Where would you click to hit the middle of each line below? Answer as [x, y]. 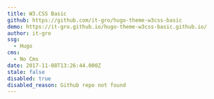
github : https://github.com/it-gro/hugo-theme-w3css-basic [95, 20]
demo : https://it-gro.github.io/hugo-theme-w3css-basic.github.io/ [107, 26]
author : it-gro [29, 33]
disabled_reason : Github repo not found [67, 85]
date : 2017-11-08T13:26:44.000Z [54, 66]
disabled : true [29, 78]
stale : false [26, 72]
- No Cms [26, 59]
